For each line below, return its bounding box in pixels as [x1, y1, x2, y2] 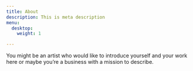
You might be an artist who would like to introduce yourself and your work [6, 52, 188, 59]
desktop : [11, 25, 33, 31]
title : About [6, 8, 39, 15]
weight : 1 [17, 31, 42, 37]
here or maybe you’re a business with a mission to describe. [6, 59, 154, 66]
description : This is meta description [6, 14, 105, 20]
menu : [6, 20, 20, 25]
